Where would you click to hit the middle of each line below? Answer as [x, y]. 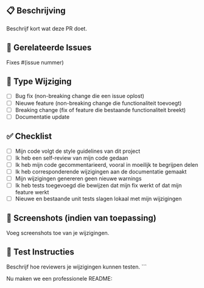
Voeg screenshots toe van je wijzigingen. [58, 233]
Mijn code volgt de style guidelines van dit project [78, 151]
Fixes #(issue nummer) [35, 62]
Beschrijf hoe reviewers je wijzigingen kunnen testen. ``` [77, 267]
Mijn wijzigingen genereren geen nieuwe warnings [78, 178]
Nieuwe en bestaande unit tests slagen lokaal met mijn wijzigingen [98, 198]
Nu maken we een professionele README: [59, 278]
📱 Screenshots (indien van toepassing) [81, 218]
